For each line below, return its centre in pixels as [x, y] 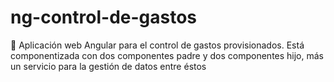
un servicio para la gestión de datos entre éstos [108, 66]
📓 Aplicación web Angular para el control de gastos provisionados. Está [157, 45]
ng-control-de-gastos [104, 17]
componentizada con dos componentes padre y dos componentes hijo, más [167, 55]
